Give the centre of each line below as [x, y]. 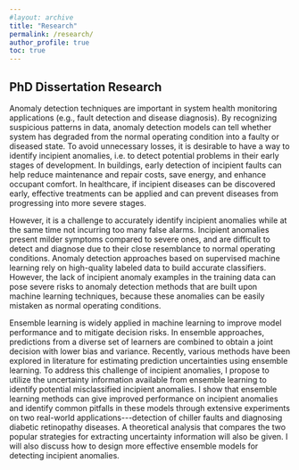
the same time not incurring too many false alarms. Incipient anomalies [139, 229]
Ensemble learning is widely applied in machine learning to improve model [145, 323]
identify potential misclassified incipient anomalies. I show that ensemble [143, 389]
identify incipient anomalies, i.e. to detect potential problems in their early [144, 155]
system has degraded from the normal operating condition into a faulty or [144, 136]
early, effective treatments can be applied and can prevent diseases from [144, 194]
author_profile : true [50, 42]
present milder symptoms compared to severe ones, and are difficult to [140, 239]
